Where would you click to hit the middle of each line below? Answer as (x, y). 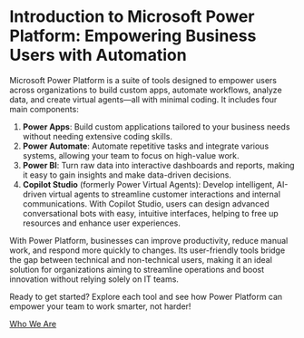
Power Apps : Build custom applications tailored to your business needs (156, 126)
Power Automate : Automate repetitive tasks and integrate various (146, 146)
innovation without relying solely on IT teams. (94, 279)
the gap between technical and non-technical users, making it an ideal (141, 259)
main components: (44, 109)
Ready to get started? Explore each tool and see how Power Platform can (146, 296)
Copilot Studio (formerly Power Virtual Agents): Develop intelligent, (148, 184)
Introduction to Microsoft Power (132, 17)
